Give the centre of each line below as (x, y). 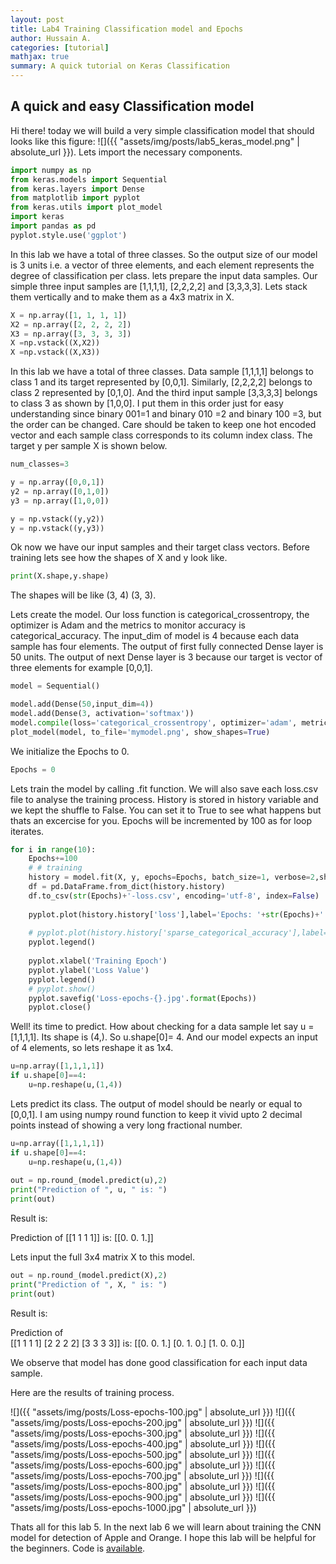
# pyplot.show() (62, 989)
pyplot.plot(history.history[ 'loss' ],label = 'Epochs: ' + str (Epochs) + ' (176, 914)
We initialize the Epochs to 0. (70, 751)
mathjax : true (40, 57)
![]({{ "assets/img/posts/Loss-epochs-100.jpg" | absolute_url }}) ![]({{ (153, 1412)
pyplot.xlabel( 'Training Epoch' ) (98, 961)
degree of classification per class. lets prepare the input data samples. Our (164, 275)
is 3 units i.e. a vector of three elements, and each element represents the (162, 265)
